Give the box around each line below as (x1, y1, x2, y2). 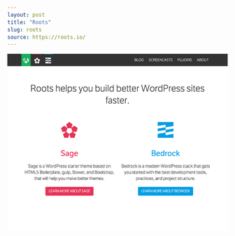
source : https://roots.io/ (7, 34, 86, 41)
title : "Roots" (7, 18, 52, 26)
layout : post (7, 11, 45, 18)
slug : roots (7, 26, 42, 33)
